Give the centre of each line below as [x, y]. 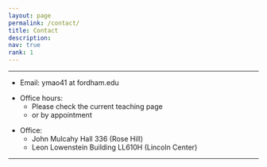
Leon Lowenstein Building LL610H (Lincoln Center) [114, 147]
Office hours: [41, 98]
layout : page [30, 16]
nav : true [25, 45]
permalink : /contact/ [44, 23]
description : [30, 38]
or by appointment [62, 115]
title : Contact [33, 30]
